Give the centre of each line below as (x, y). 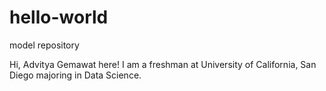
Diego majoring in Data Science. (75, 75)
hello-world (59, 17)
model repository (44, 45)
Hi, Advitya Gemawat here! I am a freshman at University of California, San (163, 64)
